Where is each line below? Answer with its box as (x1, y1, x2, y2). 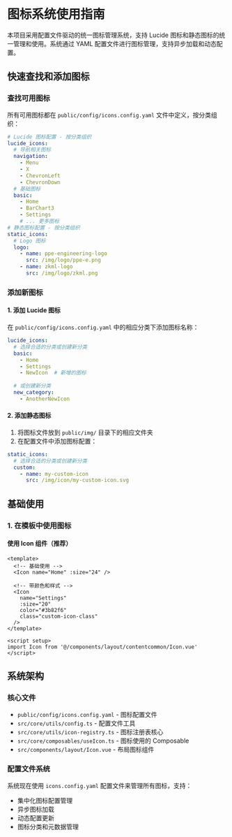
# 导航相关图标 (13, 146, 51, 154)
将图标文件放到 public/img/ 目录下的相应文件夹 (17, 428, 153, 437)
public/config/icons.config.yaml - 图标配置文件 (17, 710, 158, 718)
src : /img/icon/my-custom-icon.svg (25, 476, 130, 484)
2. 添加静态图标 (7, 412, 52, 420)
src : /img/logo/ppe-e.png (25, 256, 101, 264)
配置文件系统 (7, 764, 51, 774)
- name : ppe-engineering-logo (20, 250, 108, 257)
